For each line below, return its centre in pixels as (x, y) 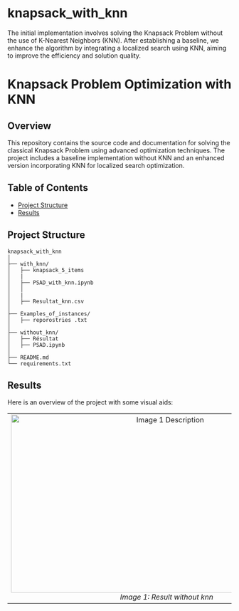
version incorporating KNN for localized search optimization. (96, 165)
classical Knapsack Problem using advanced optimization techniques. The (116, 150)
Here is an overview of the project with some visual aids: (90, 402)
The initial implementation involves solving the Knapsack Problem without (115, 33)
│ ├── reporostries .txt (47, 320)
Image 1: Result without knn (166, 597)
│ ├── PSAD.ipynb (36, 345)
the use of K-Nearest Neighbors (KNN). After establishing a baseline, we (113, 40)
